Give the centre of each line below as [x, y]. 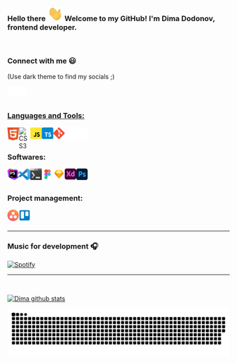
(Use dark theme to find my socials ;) [61, 76]
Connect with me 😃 [42, 61]
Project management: [45, 198]
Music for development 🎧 [53, 246]
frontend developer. [42, 27]
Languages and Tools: [46, 116]
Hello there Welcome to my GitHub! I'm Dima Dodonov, [111, 18]
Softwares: [26, 157]
